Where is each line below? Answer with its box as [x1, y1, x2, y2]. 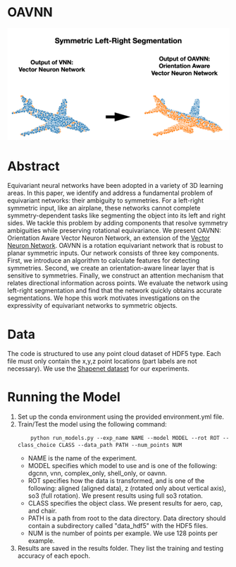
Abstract [7, 158, 60, 174]
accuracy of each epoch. [17, 551, 90, 560]
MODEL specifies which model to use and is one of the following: [27, 462, 217, 470]
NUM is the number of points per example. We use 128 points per [27, 529, 218, 537]
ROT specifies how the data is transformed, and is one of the [27, 477, 205, 485]
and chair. [27, 506, 58, 515]
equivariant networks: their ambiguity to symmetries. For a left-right [7, 196, 204, 205]
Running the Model [7, 389, 121, 405]
